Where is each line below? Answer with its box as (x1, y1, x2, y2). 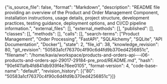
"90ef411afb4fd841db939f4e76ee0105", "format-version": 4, (5, 62, 130, 68)
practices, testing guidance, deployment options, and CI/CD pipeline (5, 20, 146, 26)
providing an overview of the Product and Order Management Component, (5, 9, 159, 15)
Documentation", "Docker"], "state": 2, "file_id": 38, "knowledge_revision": (5, 41, 159, 47)
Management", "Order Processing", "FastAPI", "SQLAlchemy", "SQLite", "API (5, 36, 163, 42)
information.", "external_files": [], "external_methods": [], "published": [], (5, 25, 154, 31)
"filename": (5, 52, 28, 58)
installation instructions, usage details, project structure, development (5, 15, 149, 20)
